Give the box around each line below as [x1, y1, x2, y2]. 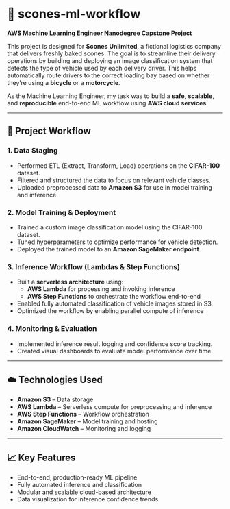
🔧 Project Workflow [7, 125, 91, 137]
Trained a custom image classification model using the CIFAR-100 [16, 223, 203, 232]
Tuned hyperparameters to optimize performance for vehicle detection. [16, 238, 218, 246]
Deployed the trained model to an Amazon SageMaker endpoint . [16, 245, 201, 253]
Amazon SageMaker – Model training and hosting [16, 417, 159, 425]
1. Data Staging [7, 146, 58, 156]
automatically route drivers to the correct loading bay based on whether [7, 71, 210, 79]
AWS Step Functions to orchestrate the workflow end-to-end [27, 293, 201, 301]
